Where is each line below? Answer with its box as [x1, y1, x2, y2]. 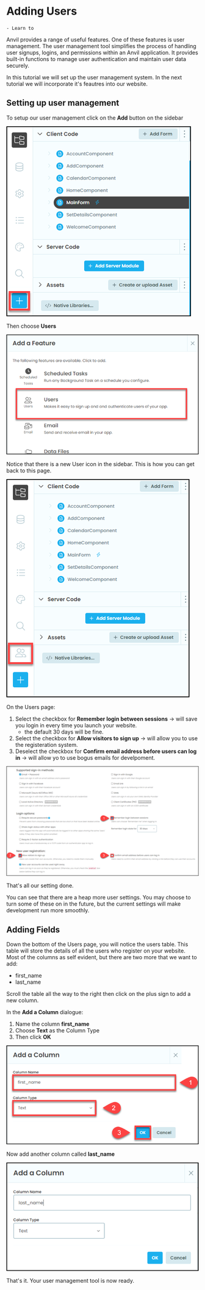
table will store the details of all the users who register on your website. [6, 947, 186, 954]
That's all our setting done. [6, 882, 74, 889]
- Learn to [6, 25, 34, 31]
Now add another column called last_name [6, 1150, 115, 1158]
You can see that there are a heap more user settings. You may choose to [6, 894, 191, 901]
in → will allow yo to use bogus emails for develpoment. [15, 754, 156, 761]
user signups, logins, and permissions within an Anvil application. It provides [6, 49, 198, 56]
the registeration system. [15, 741, 78, 748]
